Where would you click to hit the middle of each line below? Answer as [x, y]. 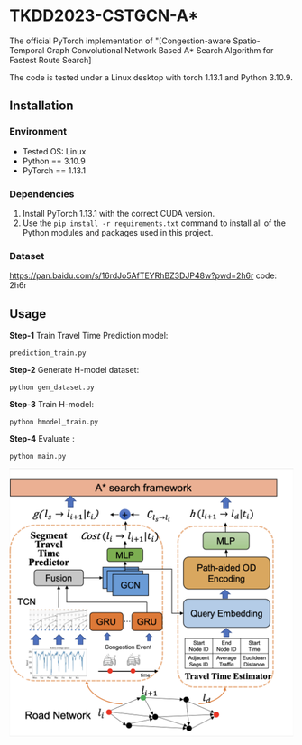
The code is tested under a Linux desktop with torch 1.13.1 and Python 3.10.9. [151, 77]
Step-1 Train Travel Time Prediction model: [89, 336]
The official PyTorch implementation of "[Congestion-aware [120, 41]
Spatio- [247, 41]
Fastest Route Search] [50, 60]
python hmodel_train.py [54, 422]
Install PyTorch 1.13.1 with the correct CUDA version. [118, 213]
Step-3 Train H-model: [52, 405]
